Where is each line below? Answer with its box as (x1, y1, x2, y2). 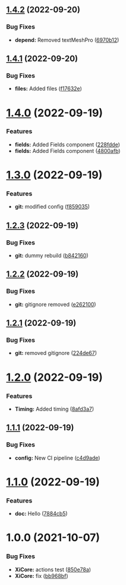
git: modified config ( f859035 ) (14, 203, 90, 210)
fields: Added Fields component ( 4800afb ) (14, 147, 121, 154)
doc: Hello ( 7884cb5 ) (14, 510, 68, 517)
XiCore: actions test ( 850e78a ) (14, 566, 91, 573)
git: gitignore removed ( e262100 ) (14, 301, 96, 308)
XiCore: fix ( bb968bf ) (14, 572, 68, 579)
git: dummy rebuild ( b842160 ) (14, 252, 89, 259)
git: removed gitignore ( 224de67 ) (14, 350, 97, 357)
